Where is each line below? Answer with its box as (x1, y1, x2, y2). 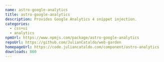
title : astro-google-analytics (5, 12, 70, 17)
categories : (5, 21, 30, 26)
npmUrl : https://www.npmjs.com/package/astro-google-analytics (5, 35, 140, 40)
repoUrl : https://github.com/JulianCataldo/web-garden (5, 40, 122, 45)
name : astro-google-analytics (5, 7, 68, 12)
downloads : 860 (5, 49, 37, 54)
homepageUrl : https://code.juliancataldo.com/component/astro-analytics (5, 44, 160, 49)
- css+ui (9, 26, 28, 31)
